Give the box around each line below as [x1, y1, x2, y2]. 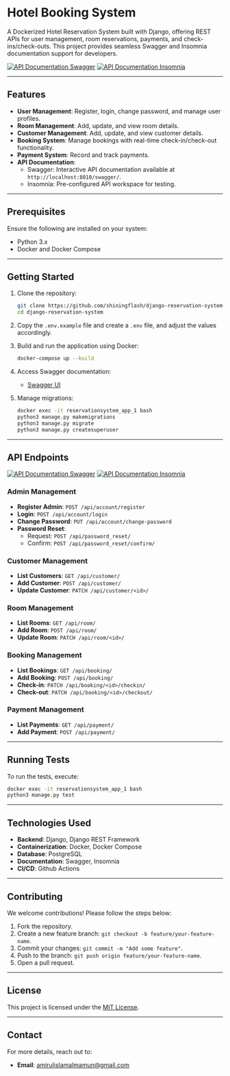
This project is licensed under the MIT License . [7, 1003, 140, 1011]
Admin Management [7, 487, 77, 497]
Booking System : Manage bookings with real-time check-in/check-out [16, 136, 217, 145]
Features [7, 89, 46, 101]
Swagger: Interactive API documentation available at [27, 165, 175, 173]
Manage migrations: [16, 394, 74, 402]
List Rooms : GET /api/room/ [16, 618, 96, 627]
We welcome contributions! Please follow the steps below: [7, 909, 172, 917]
